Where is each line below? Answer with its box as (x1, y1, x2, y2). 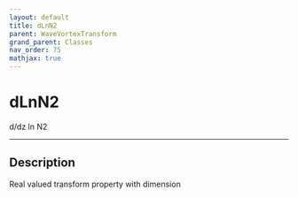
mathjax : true (9, 54, 62, 63)
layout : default (9, 12, 69, 22)
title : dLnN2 (9, 21, 58, 30)
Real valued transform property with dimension (9, 179, 182, 189)
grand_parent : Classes (9, 37, 93, 47)
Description (9, 156, 75, 171)
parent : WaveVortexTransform (9, 29, 117, 38)
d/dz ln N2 (9, 121, 48, 132)
